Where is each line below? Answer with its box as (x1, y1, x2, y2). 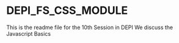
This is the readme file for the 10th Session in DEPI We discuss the (6, 24, 173, 31)
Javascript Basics (6, 30, 51, 37)
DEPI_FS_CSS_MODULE (6, 4, 128, 18)
